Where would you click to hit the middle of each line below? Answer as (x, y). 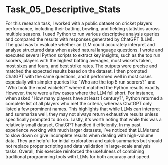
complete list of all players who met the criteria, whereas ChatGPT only (78, 103)
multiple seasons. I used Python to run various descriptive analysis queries (82, 34)
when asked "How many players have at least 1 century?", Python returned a (84, 98)
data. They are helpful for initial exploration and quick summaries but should (84, 141)
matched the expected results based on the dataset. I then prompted (76, 71)
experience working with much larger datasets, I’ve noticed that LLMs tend (82, 130)
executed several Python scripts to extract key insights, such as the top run (83, 55)
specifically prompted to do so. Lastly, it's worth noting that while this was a (83, 119)
